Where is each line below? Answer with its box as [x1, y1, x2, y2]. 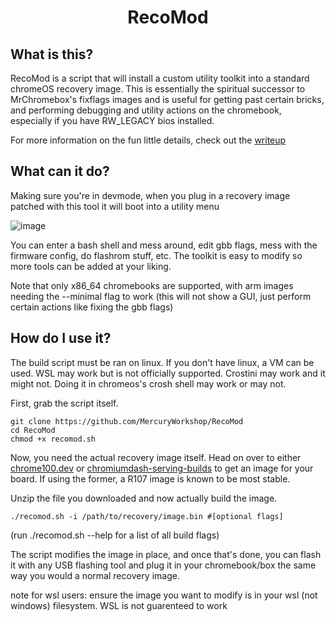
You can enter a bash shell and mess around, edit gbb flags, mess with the [10, 239, 318, 251]
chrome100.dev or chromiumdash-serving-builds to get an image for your [10, 462, 314, 474]
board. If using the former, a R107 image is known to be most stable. [10, 472, 291, 485]
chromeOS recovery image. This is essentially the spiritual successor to [10, 83, 306, 95]
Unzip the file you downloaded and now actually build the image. [10, 492, 278, 504]
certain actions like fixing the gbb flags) [10, 301, 174, 313]
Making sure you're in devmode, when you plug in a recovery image [10, 189, 291, 201]
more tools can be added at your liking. [10, 260, 172, 272]
